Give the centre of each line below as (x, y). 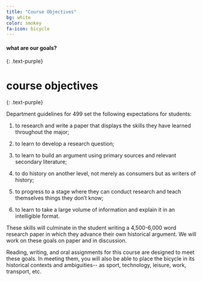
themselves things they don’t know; (59, 198)
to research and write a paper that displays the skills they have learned (103, 126)
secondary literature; (41, 162)
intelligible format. (37, 216)
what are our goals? (32, 48)
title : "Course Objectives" (42, 12)
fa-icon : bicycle (28, 29)
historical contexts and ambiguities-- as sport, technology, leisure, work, (96, 265)
